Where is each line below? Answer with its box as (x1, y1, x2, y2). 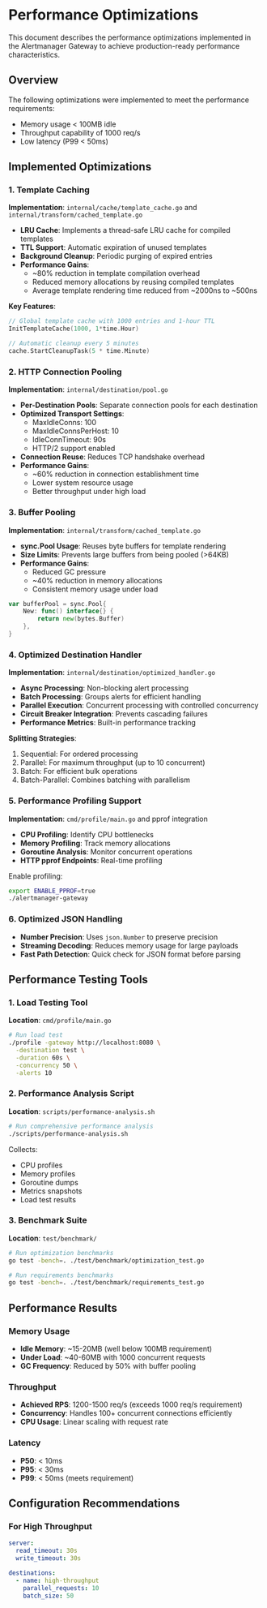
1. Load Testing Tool (8, 996, 88, 1008)
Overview (8, 73, 59, 87)
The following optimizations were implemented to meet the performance (8, 95, 249, 105)
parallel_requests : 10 (23, 1584, 100, 1592)
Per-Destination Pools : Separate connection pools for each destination (19, 400, 258, 411)
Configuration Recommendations (8, 1497, 180, 1510)
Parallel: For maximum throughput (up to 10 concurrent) (19, 758, 206, 767)
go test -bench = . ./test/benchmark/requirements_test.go (8, 1279, 205, 1287)
